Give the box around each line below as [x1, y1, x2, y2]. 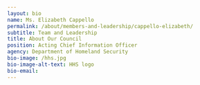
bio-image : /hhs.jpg [7, 55, 67, 62]
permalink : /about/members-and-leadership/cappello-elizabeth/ [7, 23, 194, 29]
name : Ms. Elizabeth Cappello [7, 16, 95, 23]
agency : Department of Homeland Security [7, 49, 129, 56]
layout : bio [7, 10, 42, 17]
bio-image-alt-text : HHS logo [7, 61, 95, 68]
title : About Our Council [7, 36, 82, 42]
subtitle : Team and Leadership [7, 29, 98, 36]
